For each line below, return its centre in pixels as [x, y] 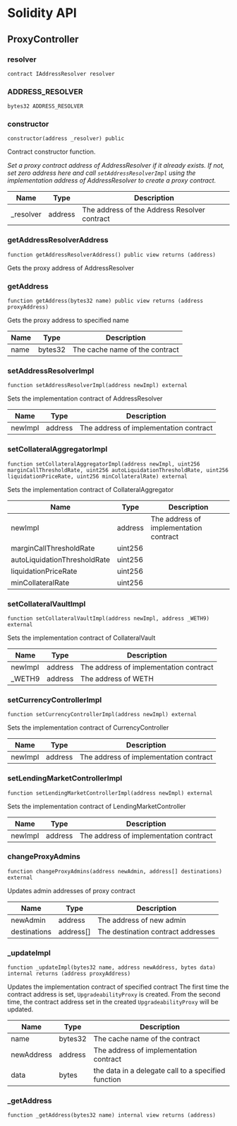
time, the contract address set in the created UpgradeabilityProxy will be [113, 1002]
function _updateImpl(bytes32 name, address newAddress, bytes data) [112, 967]
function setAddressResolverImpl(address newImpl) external [98, 386]
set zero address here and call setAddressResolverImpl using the [102, 173]
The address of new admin [142, 920]
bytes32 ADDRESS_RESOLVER [45, 107]
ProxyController [43, 39]
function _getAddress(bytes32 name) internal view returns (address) [112, 1115]
